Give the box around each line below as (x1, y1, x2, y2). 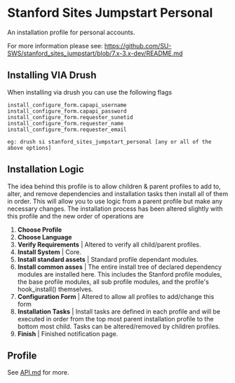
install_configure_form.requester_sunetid (7, 113, 133, 120)
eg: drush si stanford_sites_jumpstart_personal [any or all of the (7, 138, 212, 145)
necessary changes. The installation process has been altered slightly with (7, 204, 223, 213)
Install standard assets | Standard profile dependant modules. (17, 255, 199, 263)
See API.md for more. (7, 368, 69, 377)
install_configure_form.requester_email (7, 126, 128, 133)
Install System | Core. (17, 247, 82, 256)
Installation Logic (7, 163, 84, 176)
